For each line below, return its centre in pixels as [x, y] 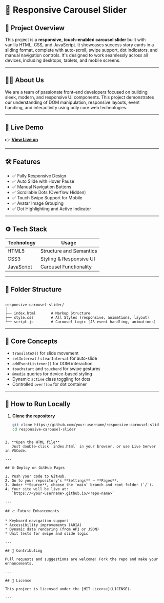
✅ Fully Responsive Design [39, 176]
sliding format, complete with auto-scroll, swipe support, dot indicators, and [81, 50]
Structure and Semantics [69, 251]
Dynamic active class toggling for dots [51, 379]
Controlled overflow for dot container [49, 384]
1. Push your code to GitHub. [36, 477]
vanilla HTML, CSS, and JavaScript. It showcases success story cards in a [80, 45]
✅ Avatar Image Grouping [38, 203]
